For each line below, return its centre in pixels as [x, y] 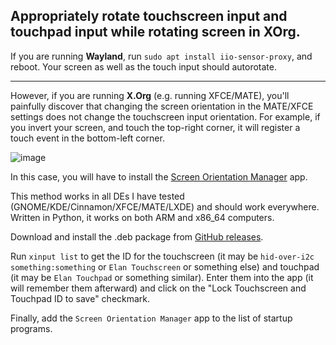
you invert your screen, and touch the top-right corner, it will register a [155, 127]
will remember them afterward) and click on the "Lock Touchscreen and [158, 288]
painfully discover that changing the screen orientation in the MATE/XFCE [162, 106]
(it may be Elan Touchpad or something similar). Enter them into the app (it [162, 277]
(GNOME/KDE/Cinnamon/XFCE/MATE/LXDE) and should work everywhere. [165, 206]
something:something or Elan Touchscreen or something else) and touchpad [165, 266]
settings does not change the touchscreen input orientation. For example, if [165, 116]
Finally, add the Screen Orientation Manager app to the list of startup [151, 318]
